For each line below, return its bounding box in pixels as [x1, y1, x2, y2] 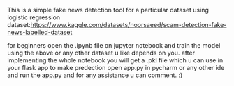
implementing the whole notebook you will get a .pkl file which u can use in [7, 56, 224, 64]
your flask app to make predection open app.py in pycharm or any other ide [7, 64, 225, 71]
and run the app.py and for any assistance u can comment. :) [7, 71, 183, 79]
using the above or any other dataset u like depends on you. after [7, 49, 196, 57]
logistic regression [7, 13, 61, 21]
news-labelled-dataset [7, 28, 73, 36]
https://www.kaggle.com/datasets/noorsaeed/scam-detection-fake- [30, 21, 227, 28]
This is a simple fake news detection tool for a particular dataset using [7, 6, 210, 14]
